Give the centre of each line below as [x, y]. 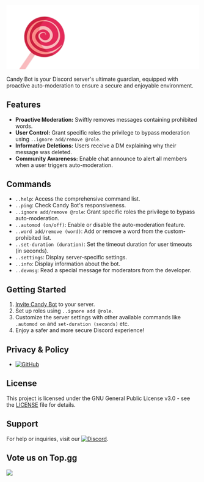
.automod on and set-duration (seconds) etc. [72, 324]
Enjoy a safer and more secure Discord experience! [80, 330]
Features [24, 105]
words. [24, 126]
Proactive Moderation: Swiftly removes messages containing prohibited [106, 119]
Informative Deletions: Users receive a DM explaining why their [96, 146]
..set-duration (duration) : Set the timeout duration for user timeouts [104, 244]
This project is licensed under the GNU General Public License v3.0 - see [98, 398]
